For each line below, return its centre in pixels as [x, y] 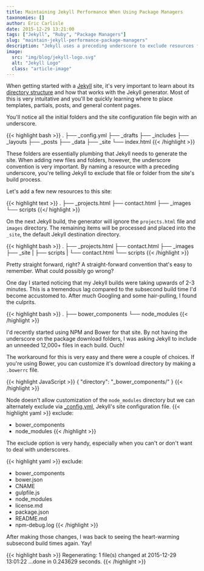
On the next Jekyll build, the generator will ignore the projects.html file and [101, 222]
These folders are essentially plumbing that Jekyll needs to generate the [97, 154]
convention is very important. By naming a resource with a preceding [93, 167]
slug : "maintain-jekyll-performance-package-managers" [77, 40]
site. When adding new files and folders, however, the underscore [89, 160]
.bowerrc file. [23, 370]
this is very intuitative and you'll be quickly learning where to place [90, 99]
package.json [32, 512]
